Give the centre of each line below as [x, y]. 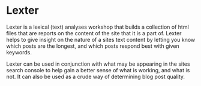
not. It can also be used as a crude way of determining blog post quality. [95, 76]
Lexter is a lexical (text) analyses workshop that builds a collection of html [97, 27]
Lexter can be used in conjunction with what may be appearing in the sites [98, 64]
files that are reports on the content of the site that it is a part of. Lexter [94, 33]
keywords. [19, 52]
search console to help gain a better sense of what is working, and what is [98, 70]
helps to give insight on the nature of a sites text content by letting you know [101, 39]
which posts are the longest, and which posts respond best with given [93, 46]
